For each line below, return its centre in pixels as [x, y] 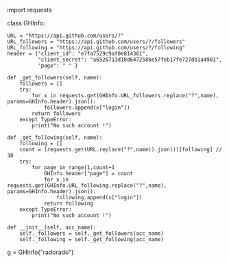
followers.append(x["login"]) [87, 108]
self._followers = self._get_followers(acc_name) [92, 234]
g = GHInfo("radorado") [40, 252]
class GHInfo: [26, 23]
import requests [30, 10]
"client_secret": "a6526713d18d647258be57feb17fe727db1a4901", [130, 60]
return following [69, 203]
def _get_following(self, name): [55, 138]
